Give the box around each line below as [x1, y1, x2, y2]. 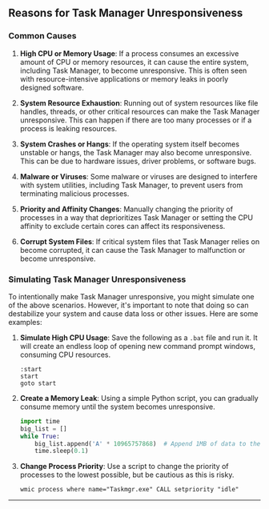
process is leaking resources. [19, 123, 118, 133]
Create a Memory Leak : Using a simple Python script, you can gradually [19, 393, 259, 403]
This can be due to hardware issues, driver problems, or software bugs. [19, 156, 256, 166]
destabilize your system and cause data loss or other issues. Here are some [8, 308, 259, 319]
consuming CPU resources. [19, 350, 110, 359]
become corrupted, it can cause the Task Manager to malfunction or [19, 245, 246, 254]
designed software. [19, 82, 84, 92]
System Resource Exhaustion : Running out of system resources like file [19, 98, 259, 107]
